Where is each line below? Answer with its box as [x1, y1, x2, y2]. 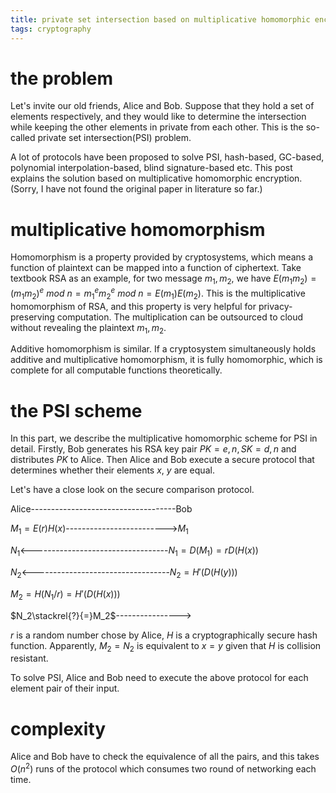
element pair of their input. [10, 682, 120, 695]
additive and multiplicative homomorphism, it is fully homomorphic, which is [10, 354, 323, 366]
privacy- [258, 300, 293, 312]
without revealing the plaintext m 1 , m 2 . [10, 321, 167, 336]
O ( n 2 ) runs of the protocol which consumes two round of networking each [10, 761, 317, 775]
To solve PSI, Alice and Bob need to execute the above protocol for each [10, 672, 309, 684]
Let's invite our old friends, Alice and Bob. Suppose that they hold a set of [10, 100, 315, 112]
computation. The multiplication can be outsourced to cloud [56, 311, 304, 323]
